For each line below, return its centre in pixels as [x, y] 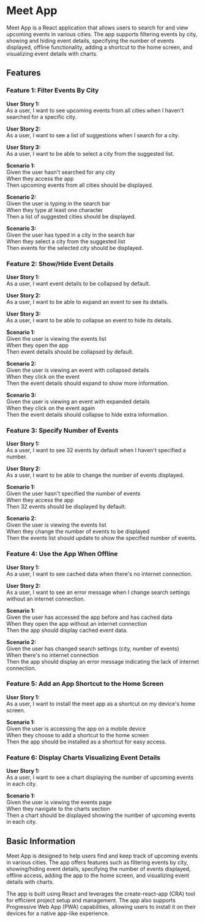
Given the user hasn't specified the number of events [73, 493]
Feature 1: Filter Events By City [53, 91]
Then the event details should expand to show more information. [88, 383]
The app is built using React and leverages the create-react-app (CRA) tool [101, 894]
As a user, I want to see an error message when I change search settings [98, 592]
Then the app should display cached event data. [67, 630]
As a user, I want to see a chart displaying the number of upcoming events [100, 777]
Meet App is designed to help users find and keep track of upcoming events [102, 856]
